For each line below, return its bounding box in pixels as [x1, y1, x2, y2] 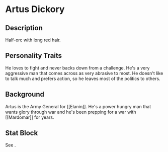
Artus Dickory [5, 4, 65, 15]
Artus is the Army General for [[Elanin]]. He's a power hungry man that [5, 103, 151, 109]
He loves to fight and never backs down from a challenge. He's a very [5, 64, 150, 71]
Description [5, 24, 43, 32]
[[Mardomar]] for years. [5, 114, 54, 120]
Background [5, 90, 44, 99]
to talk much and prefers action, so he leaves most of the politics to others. [5, 75, 160, 82]
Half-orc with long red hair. [5, 37, 61, 43]
